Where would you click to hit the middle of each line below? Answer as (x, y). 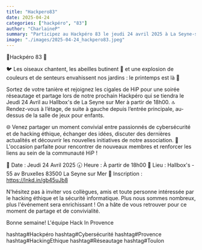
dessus (15, 115)
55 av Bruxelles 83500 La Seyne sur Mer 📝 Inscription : (74, 173)
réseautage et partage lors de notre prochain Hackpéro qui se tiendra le (95, 96)
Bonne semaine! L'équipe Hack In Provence (60, 223)
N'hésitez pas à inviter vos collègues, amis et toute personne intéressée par (100, 192)
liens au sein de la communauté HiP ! (52, 153)
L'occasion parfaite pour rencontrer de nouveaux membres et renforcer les (99, 146)
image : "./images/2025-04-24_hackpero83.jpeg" (66, 40)
